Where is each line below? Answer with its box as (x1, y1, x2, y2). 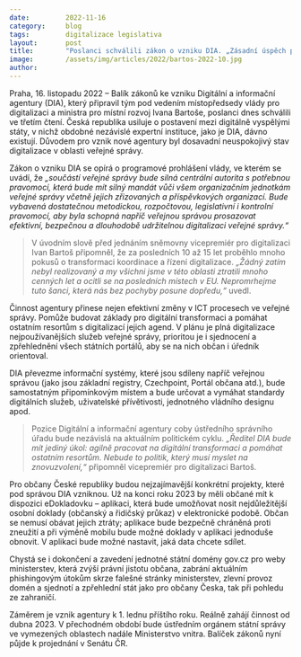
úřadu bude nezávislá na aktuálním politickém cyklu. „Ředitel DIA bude (30, 432, 292, 443)
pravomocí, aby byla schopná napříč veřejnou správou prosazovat (9, 210, 256, 221)
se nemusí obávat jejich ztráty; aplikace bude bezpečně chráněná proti (9, 517, 271, 528)
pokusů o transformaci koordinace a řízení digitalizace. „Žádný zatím (30, 256, 287, 267)
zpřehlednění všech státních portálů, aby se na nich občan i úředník (9, 341, 260, 351)
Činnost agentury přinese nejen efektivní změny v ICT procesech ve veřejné (9, 302, 290, 313)
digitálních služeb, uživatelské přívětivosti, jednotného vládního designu (9, 396, 275, 407)
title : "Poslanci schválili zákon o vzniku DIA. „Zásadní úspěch (9, 47, 287, 56)
